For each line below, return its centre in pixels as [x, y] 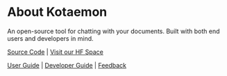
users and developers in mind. [50, 38]
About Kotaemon [57, 12]
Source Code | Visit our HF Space [56, 52]
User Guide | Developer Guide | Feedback [67, 65]
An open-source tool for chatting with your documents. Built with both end [113, 31]
